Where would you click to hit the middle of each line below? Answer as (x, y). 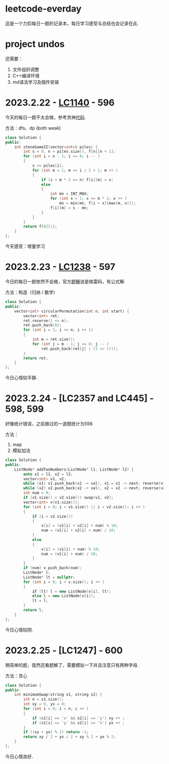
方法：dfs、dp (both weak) (33, 128)
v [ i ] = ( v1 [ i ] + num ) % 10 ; (70, 549)
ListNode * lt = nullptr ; (49, 577)
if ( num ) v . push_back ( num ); (53, 568)
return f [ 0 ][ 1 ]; (40, 227)
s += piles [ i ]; (48, 166)
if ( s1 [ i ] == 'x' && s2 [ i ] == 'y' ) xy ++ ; (78, 718)
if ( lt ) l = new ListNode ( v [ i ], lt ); (72, 591)
